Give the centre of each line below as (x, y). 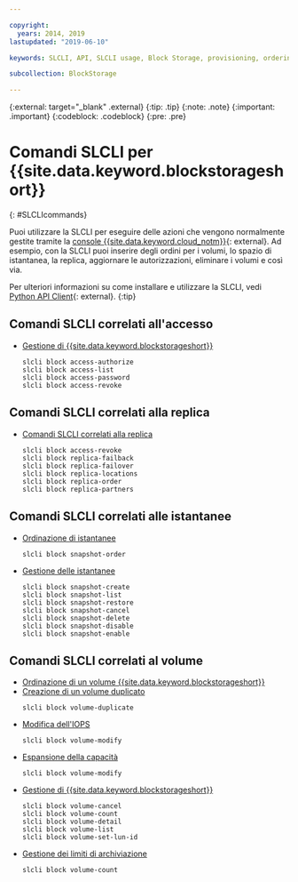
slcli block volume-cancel (72, 806)
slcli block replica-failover (78, 466)
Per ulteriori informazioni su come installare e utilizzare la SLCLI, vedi (135, 287)
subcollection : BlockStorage (63, 74)
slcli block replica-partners (78, 489)
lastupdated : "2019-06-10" (59, 42)
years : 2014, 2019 (51, 33)
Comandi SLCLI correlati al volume (106, 660)
